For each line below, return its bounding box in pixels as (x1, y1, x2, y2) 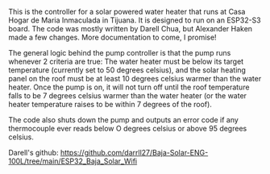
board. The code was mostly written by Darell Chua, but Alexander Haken (8, 24, 252, 33)
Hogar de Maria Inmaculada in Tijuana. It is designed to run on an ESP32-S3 (8, 15, 261, 25)
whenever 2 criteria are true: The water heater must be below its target (8, 56, 244, 66)
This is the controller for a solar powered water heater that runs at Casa (8, 7, 246, 16)
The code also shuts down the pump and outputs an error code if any (8, 115, 239, 124)
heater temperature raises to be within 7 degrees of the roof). (8, 100, 212, 109)
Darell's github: (8, 148, 59, 157)
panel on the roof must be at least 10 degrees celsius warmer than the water (8, 74, 262, 83)
